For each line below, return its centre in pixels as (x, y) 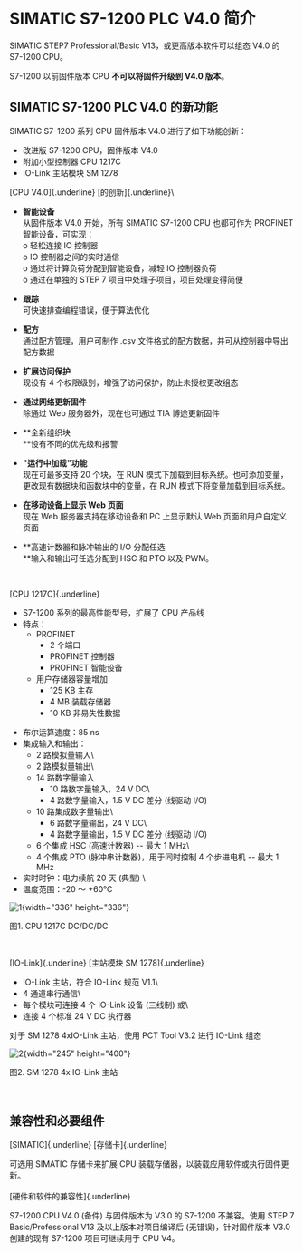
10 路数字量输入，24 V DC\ (100, 789)
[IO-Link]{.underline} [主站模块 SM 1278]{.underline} (107, 963)
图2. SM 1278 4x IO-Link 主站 (64, 1072)
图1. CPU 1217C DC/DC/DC (59, 926)
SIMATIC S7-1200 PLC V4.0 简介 (133, 19)
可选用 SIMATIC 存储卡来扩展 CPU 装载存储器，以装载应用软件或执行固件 (146, 1164)
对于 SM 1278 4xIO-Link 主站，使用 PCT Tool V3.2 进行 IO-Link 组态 (136, 1035)
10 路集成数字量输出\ (75, 811)
